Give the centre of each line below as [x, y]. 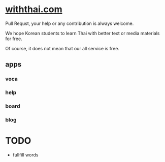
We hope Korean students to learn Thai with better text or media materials [82, 33]
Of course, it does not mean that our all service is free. [62, 48]
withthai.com [34, 9]
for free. [14, 39]
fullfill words [25, 155]
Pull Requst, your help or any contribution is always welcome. [70, 23]
